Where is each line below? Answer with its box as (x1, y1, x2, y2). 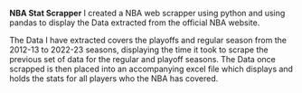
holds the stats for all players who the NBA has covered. (9, 73, 219, 84)
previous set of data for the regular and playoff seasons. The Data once (9, 54, 276, 64)
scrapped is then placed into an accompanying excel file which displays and (9, 63, 294, 74)
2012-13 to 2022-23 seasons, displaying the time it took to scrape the (9, 44, 269, 55)
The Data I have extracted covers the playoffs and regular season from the (9, 35, 288, 45)
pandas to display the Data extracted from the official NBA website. (9, 17, 260, 28)
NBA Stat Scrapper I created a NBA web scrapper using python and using (9, 8, 286, 18)
